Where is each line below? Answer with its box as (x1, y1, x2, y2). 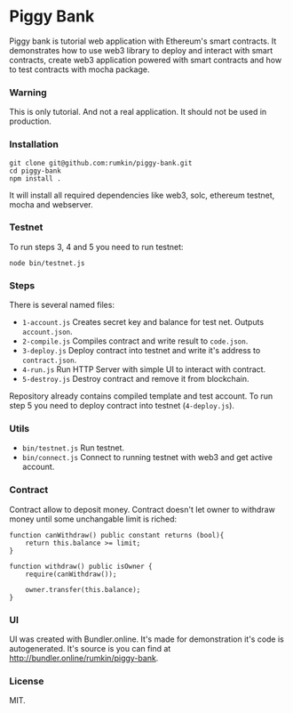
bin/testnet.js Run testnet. (21, 442, 125, 453)
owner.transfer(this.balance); (25, 585, 141, 594)
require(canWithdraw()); (25, 570, 117, 579)
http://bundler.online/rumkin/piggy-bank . (9, 652, 159, 664)
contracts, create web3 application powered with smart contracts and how (9, 54, 282, 65)
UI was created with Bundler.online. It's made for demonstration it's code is (9, 634, 284, 644)
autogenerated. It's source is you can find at (9, 644, 171, 654)
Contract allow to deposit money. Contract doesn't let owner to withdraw (9, 504, 275, 514)
